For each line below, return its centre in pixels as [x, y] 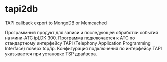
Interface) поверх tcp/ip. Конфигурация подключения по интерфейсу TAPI [84, 48]
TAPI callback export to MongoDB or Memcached [56, 23]
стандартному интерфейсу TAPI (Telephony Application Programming [78, 43]
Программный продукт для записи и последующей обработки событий [82, 32]
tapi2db [22, 9]
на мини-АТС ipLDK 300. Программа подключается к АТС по [70, 38]
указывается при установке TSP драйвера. [51, 54]
